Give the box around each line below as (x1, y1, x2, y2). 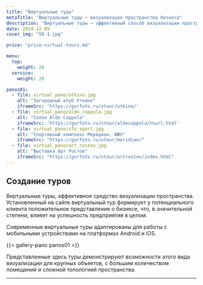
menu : (6, 53, 20, 59)
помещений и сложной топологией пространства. (6, 266, 136, 273)
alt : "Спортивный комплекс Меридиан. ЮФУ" (17, 131, 126, 138)
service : (11, 70, 34, 76)
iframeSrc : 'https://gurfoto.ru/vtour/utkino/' (17, 103, 139, 109)
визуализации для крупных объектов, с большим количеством (6, 259, 169, 266)
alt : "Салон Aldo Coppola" (17, 114, 85, 121)
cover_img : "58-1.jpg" (6, 31, 63, 37)
